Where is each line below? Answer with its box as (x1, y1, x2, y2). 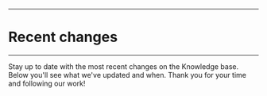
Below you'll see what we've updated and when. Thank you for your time (8, 70, 246, 79)
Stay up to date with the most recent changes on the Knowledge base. (8, 61, 239, 71)
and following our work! (8, 79, 86, 88)
